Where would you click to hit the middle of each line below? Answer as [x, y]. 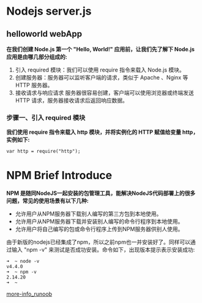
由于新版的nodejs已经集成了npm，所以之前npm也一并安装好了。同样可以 [99, 242]
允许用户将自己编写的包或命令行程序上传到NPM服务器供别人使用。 [99, 229]
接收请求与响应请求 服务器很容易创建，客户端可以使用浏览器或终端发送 [104, 93]
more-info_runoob [29, 294]
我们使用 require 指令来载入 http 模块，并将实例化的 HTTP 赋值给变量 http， [103, 132]
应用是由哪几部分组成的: [37, 57]
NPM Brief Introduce [59, 176]
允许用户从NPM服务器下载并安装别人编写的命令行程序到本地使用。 [99, 222]
